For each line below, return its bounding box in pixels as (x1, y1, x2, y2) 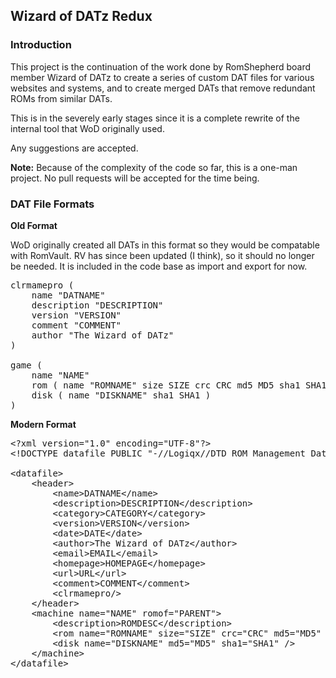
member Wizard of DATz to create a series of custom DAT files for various (10, 71, 315, 83)
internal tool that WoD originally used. (10, 122, 165, 134)
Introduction (10, 38, 72, 52)
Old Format (10, 219, 58, 231)
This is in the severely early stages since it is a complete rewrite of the (10, 112, 300, 124)
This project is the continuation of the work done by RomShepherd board (10, 60, 312, 73)
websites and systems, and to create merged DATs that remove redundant (10, 82, 316, 94)
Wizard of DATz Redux (10, 8, 153, 25)
